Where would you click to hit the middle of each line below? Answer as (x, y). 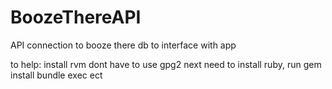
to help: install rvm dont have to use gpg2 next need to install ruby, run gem (166, 64)
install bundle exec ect (56, 75)
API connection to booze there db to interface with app (123, 45)
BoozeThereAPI (76, 17)
